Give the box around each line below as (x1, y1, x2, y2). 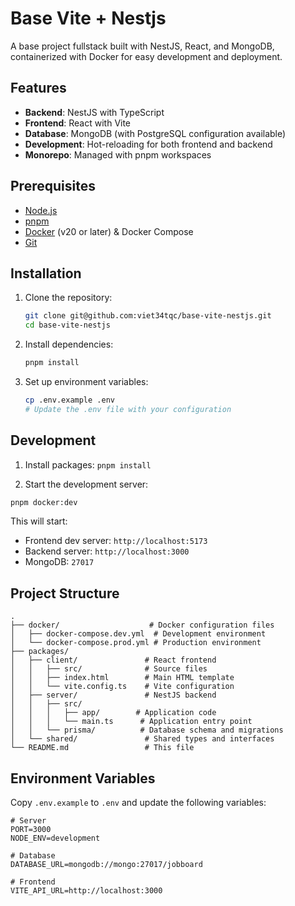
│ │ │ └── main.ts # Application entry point (10, 717, 253, 727)
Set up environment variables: (24, 376, 149, 387)
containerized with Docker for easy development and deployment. (10, 50, 283, 62)
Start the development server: (24, 478, 149, 490)
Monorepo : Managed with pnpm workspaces (24, 148, 212, 161)
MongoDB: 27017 (24, 556, 95, 568)
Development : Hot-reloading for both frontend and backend (24, 138, 273, 150)
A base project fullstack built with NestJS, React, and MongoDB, (10, 40, 275, 52)
